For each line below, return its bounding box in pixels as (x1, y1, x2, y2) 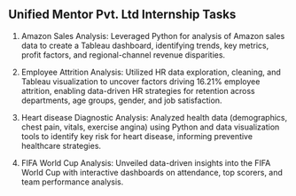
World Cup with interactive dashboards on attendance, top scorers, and (20, 167, 283, 177)
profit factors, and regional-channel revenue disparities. (20, 49, 226, 60)
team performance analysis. (20, 176, 124, 187)
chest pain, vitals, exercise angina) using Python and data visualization (20, 122, 280, 132)
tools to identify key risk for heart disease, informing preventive (20, 130, 253, 141)
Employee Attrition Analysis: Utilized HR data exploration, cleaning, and (20, 67, 281, 77)
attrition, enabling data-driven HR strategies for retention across (20, 85, 256, 96)
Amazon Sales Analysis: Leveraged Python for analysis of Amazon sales (20, 30, 285, 41)
